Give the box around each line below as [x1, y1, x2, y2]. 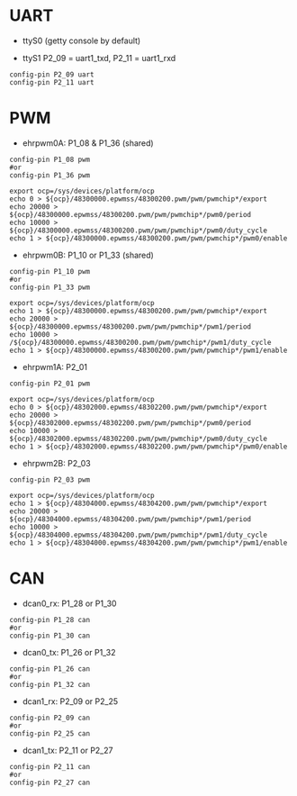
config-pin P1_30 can [9, 631, 91, 640]
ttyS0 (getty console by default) [22, 35, 141, 46]
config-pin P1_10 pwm [9, 267, 91, 276]
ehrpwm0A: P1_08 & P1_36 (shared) [22, 137, 155, 149]
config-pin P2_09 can [9, 713, 91, 722]
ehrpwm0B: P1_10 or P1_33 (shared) [22, 249, 155, 260]
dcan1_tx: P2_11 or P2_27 [22, 745, 113, 755]
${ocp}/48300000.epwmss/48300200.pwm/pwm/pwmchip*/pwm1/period [9, 321, 252, 331]
